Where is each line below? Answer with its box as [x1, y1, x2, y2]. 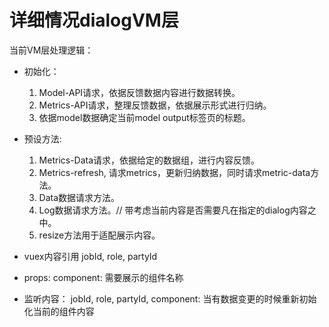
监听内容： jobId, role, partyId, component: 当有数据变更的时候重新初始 [23, 292, 317, 305]
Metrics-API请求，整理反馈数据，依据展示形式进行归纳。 [38, 99, 272, 111]
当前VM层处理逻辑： [9, 44, 94, 56]
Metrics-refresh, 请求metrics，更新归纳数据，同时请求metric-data [38, 166, 311, 178]
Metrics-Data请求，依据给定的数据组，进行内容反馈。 [38, 154, 261, 166]
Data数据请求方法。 [38, 191, 121, 203]
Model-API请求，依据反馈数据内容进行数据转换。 [38, 86, 241, 98]
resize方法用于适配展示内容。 [38, 229, 161, 241]
